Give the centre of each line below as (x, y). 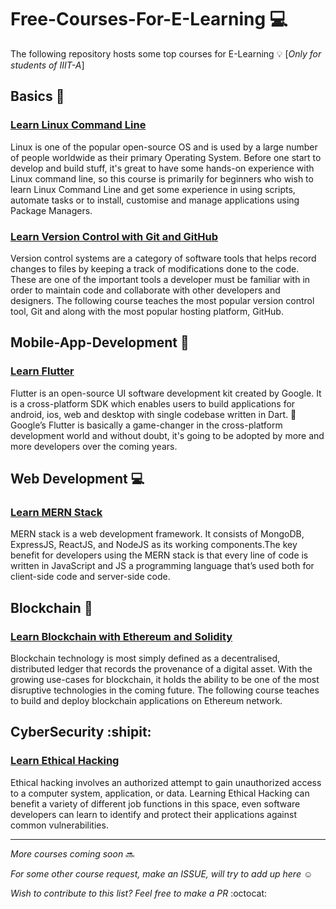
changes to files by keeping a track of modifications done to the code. (155, 268)
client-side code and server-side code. (90, 577)
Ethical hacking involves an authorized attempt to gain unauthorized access (166, 782)
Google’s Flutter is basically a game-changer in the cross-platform (146, 425)
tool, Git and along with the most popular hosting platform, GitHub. (147, 311)
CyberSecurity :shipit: (81, 732)
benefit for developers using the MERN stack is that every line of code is (159, 555)
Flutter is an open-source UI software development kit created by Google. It (166, 393)
